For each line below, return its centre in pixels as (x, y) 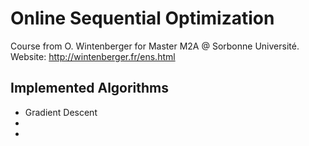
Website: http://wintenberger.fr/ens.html (93, 56)
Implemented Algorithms (90, 88)
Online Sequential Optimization (142, 18)
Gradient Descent (61, 112)
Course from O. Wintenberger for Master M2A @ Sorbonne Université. (155, 46)
